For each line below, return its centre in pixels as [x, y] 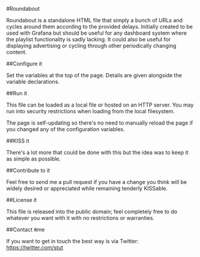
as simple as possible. [34, 159]
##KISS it [18, 141]
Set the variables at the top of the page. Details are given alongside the [94, 75]
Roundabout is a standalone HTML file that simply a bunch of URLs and [95, 20]
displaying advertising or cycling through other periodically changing [91, 46]
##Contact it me [26, 229]
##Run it [17, 93]
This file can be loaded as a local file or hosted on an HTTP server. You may [100, 105]
